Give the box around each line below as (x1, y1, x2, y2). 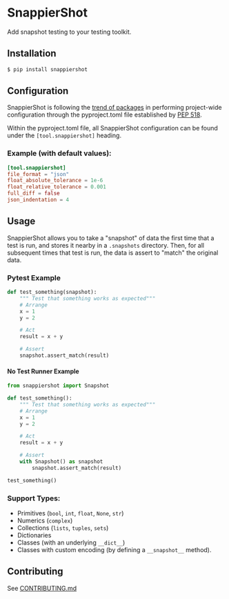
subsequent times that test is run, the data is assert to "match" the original (7, 248, 219, 257)
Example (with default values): (7, 148, 112, 158)
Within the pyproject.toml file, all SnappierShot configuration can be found (7, 124, 219, 132)
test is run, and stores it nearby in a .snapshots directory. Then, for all (7, 241, 205, 249)
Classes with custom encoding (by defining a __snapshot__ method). (17, 545, 212, 553)
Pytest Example (7, 273, 61, 282)
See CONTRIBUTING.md (7, 584, 77, 592)
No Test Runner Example (7, 367, 79, 375)
